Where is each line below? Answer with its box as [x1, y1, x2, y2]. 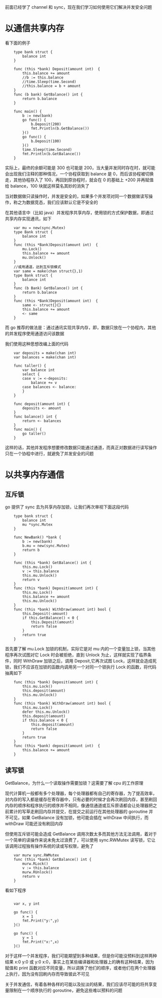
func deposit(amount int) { [13, 402, 70, 406]
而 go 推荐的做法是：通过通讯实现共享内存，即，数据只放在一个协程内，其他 [5, 324, 156, 330]
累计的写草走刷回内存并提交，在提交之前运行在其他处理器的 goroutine [9, 808, 148, 814]
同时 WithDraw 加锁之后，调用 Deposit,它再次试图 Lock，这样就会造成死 [13, 658, 157, 663]
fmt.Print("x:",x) [22, 939, 59, 944]
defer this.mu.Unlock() [22, 709, 70, 714]
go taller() [22, 431, 47, 436]
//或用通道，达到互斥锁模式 [13, 264, 61, 269]
